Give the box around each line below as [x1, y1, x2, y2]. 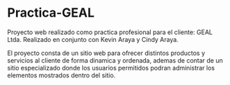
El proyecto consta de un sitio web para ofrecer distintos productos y [7, 49, 206, 57]
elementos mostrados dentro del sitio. [7, 71, 116, 79]
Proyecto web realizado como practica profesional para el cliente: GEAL [7, 28, 213, 36]
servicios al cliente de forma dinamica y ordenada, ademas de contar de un [7, 56, 224, 64]
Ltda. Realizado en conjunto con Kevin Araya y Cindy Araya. [7, 35, 179, 43]
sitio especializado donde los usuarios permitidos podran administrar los [7, 63, 215, 72]
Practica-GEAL [7, 5, 95, 21]
